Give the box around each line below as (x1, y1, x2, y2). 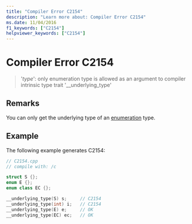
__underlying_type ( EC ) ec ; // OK (6, 212, 94, 218)
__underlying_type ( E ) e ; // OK (6, 206, 94, 212)
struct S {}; (6, 174, 38, 180)
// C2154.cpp (6, 158, 38, 164)
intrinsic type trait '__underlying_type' (20, 82, 112, 89)
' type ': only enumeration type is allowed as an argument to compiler (20, 75, 186, 82)
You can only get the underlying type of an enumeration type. (6, 114, 156, 121)
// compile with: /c (6, 163, 57, 169)
